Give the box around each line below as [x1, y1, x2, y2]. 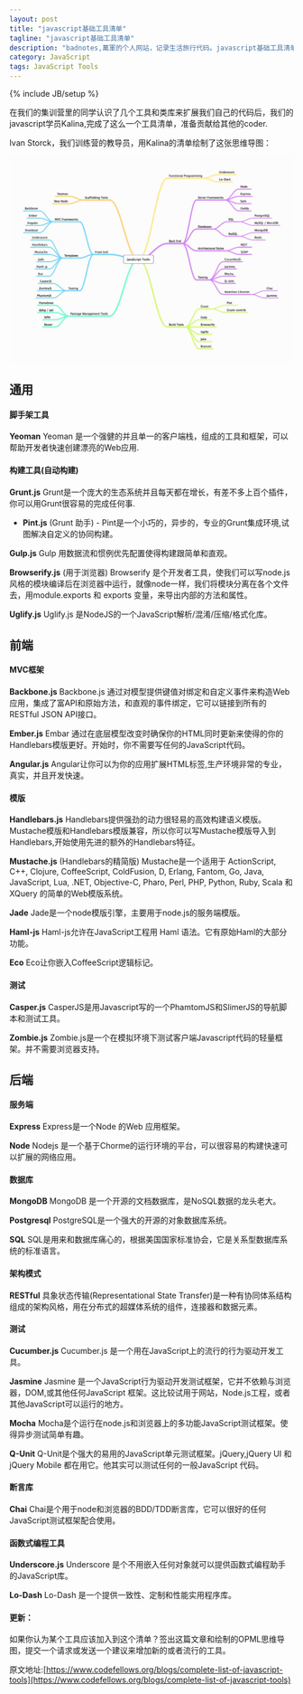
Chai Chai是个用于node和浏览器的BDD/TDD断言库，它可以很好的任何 [9, 1503, 267, 1514]
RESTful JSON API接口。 [9, 709, 102, 720]
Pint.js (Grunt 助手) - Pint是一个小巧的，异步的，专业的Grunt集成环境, [22, 516, 282, 528]
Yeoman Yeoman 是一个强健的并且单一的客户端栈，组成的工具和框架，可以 [9, 431, 289, 442]
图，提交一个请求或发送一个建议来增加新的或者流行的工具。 [9, 1645, 231, 1656]
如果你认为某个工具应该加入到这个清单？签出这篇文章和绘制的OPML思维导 [9, 1633, 286, 1645]
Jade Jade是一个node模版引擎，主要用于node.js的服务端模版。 [9, 907, 245, 918]
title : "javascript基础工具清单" [9, 24, 127, 33]
